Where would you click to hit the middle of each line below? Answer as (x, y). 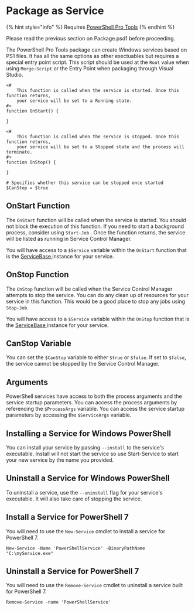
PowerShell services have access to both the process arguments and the (94, 396)
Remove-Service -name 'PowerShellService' (59, 602)
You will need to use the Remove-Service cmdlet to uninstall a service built (95, 585)
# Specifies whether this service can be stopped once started (85, 183)
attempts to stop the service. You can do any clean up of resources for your (97, 295)
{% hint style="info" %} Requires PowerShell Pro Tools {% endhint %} (90, 27)
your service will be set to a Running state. (74, 101)
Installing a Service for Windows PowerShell (89, 433)
